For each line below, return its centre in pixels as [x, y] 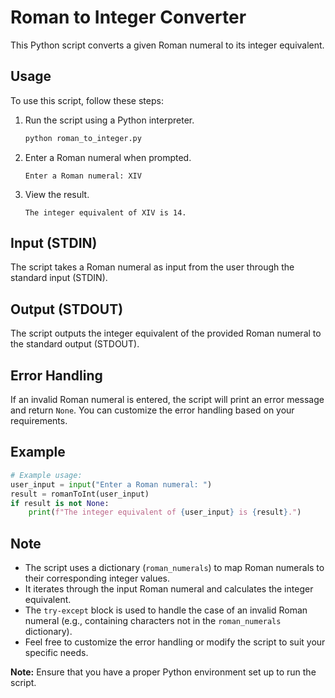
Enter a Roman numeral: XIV [83, 176]
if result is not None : [60, 503]
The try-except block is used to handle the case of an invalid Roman [166, 610]
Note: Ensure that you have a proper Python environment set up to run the [163, 672]
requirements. [39, 421]
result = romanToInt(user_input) [80, 494]
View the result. [57, 194]
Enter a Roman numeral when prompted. [108, 157]
